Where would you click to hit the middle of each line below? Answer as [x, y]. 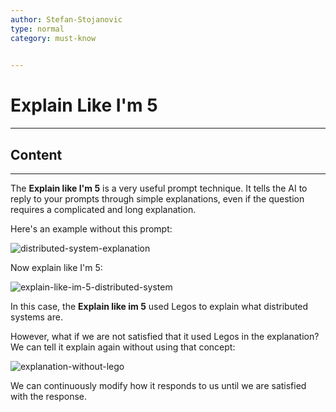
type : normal [37, 29]
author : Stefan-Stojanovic [66, 19]
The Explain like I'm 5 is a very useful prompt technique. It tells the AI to [159, 188]
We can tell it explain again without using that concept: [123, 347]
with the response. [49, 396]
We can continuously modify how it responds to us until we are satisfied [158, 385]
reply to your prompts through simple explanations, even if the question [157, 199]
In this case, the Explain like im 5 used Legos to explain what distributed [159, 306]
